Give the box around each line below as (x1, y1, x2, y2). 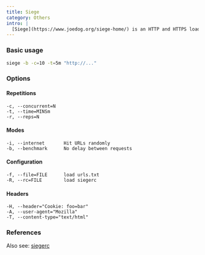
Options (6, 74, 31, 83)
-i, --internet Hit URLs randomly (6, 140, 111, 146)
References (6, 228, 41, 237)
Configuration (6, 158, 43, 165)
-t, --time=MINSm (6, 108, 51, 115)
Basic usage (6, 46, 44, 55)
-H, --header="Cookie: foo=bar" (6, 204, 88, 210)
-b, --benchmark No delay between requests (6, 145, 132, 151)
